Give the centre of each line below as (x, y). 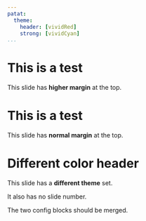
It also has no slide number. (47, 196)
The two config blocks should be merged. (68, 210)
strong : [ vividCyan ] (50, 33)
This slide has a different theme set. (60, 183)
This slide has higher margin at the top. (65, 88)
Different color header (73, 164)
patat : (17, 14)
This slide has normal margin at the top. (65, 135)
